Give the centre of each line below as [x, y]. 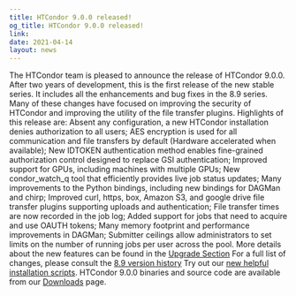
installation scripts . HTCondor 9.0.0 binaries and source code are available [145, 273]
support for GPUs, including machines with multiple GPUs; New [125, 170]
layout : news [33, 50]
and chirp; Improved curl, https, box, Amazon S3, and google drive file [137, 197]
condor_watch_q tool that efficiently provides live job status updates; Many [145, 178]
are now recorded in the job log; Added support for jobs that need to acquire [148, 216]
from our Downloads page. [58, 282]
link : [19, 34]
